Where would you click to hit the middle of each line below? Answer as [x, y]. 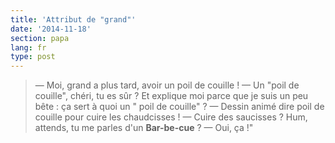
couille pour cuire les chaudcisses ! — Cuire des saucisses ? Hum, [171, 117]
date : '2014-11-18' [51, 29]
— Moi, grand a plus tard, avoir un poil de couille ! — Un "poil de [167, 85]
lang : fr [28, 47]
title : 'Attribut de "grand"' [73, 19]
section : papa [40, 38]
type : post [33, 57]
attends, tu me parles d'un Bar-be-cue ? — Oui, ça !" [144, 128]
